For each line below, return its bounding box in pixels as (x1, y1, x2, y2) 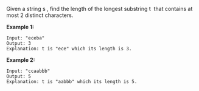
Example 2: (6, 56, 35, 63)
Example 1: (6, 24, 35, 30)
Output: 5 (6, 73, 32, 79)
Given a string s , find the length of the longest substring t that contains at (6, 5, 193, 12)
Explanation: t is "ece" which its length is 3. (6, 45, 132, 52)
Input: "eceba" (6, 35, 45, 41)
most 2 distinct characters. (6, 12, 74, 19)
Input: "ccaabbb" (6, 68, 51, 74)
